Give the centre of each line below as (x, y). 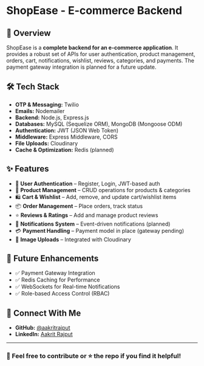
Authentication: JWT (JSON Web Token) (67, 130)
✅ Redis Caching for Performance (57, 280)
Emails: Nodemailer (40, 111)
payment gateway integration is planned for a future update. (81, 67)
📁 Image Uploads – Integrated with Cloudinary (73, 239)
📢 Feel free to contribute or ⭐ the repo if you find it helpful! (93, 356)
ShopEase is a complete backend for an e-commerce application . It (92, 47)
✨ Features (28, 169)
